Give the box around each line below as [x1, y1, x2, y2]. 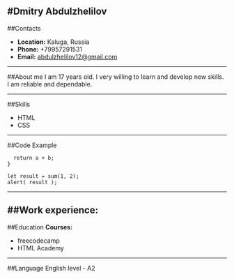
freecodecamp [17, 236, 61, 245]
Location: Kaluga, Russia [17, 38, 90, 46]
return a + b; [13, 154, 54, 161]
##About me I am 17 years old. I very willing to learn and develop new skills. [7, 73, 224, 81]
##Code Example [7, 141, 57, 149]
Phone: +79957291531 [17, 45, 82, 53]
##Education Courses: [7, 223, 73, 231]
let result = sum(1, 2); [7, 172, 79, 180]
